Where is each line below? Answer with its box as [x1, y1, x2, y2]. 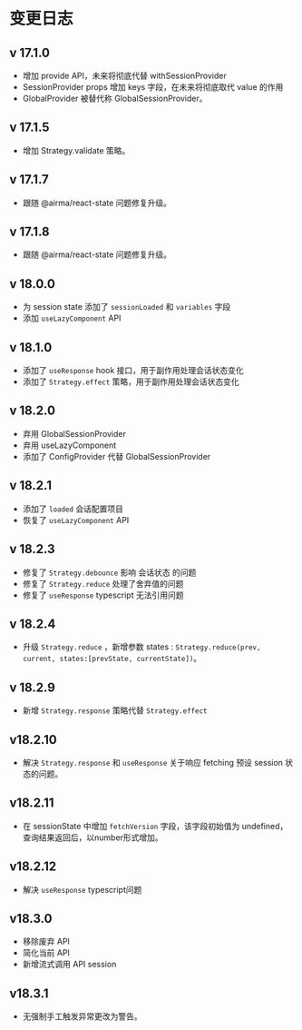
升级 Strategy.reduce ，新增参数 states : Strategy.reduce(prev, [22, 641, 261, 652]
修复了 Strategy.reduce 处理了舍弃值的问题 [22, 578, 184, 589]
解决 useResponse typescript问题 [22, 884, 142, 895]
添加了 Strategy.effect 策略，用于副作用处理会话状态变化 [22, 376, 240, 387]
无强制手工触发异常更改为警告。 [22, 1011, 142, 1022]
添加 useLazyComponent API [22, 312, 122, 323]
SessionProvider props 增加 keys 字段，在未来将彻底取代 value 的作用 [22, 82, 284, 92]
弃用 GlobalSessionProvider [22, 428, 127, 439]
